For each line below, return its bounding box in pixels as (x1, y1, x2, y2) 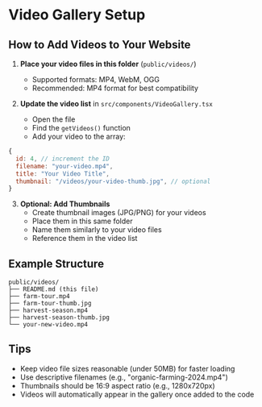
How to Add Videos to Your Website (8, 38, 191, 52)
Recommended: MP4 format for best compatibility (31, 83, 199, 93)
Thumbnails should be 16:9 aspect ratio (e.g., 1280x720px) (19, 380, 215, 390)
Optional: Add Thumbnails (19, 199, 110, 209)
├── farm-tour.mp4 (8, 293, 70, 301)
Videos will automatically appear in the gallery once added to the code (19, 389, 255, 399)
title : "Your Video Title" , (15, 169, 110, 178)
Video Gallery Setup (8, 6, 146, 24)
